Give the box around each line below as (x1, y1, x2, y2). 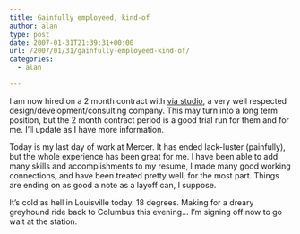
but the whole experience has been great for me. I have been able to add (9, 151, 279, 161)
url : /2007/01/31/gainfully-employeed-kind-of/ (9, 47, 191, 56)
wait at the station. (9, 216, 78, 227)
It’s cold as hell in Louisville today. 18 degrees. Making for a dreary (9, 196, 254, 207)
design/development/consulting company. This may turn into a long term (9, 105, 279, 116)
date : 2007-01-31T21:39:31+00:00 (9, 38, 134, 48)
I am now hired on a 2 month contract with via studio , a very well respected (9, 95, 287, 106)
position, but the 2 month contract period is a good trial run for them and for (9, 114, 289, 126)
